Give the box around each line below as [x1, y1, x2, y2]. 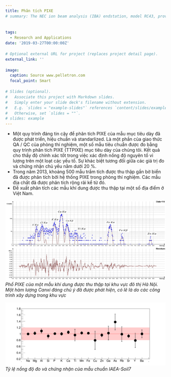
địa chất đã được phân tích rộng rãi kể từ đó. [12, 179, 106, 186]
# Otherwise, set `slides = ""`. [5, 110, 81, 116]
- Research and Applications [10, 35, 72, 40]
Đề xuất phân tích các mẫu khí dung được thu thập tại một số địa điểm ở [12, 185, 164, 191]
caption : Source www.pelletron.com [10, 73, 85, 78]
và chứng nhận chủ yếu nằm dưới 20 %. [12, 163, 97, 170]
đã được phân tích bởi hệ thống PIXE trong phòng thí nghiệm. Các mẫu [12, 174, 161, 180]
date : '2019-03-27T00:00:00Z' [5, 41, 70, 46]
